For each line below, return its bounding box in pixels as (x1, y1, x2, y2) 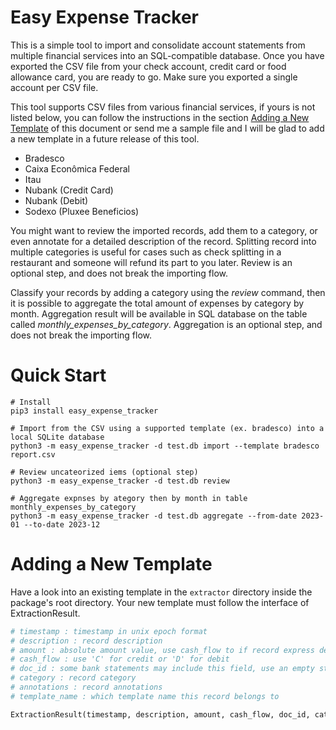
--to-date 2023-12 (23, 519, 101, 530)
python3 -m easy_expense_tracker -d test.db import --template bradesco (10, 441, 320, 451)
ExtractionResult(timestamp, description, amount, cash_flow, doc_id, (10, 709, 311, 720)
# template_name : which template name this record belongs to (10, 691, 280, 701)
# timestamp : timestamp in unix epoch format (10, 626, 208, 636)
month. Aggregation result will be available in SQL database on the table (10, 307, 308, 320)
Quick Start (10, 364, 107, 387)
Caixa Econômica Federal (24, 162, 130, 175)
